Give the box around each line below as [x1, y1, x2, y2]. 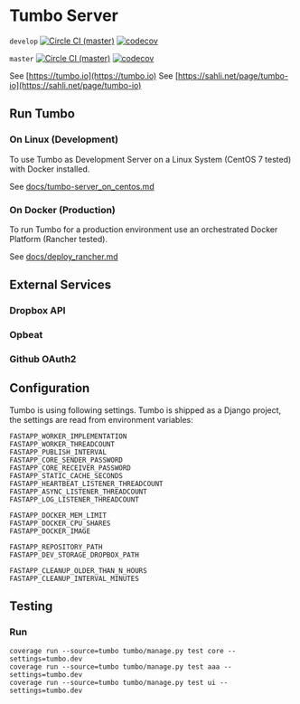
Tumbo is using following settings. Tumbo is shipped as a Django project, [9, 404, 282, 416]
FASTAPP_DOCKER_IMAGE [9, 526, 91, 536]
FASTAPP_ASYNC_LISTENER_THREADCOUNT [9, 487, 147, 496]
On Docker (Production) [9, 203, 116, 216]
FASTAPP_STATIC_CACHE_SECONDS [9, 471, 124, 480]
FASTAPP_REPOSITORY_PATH [9, 542, 103, 551]
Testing [9, 598, 53, 615]
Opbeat [9, 329, 43, 342]
